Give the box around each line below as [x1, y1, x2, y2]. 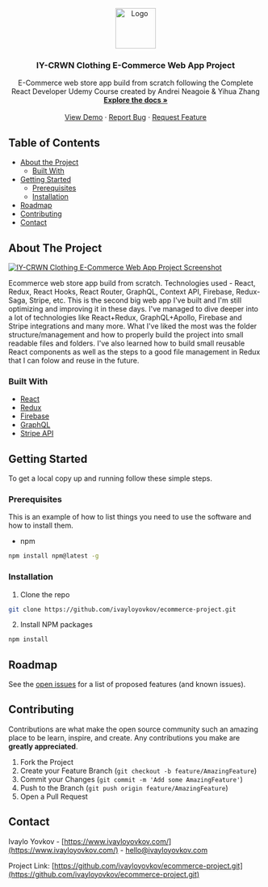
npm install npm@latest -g [8, 552, 99, 560]
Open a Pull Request [19, 792, 89, 801]
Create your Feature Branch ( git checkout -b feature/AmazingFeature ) [19, 766, 258, 775]
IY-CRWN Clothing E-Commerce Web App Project [36, 59, 236, 70]
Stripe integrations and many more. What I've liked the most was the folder [8, 320, 258, 331]
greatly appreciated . [8, 741, 78, 751]
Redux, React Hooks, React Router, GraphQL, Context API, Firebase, [8, 286, 235, 296]
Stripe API [19, 429, 54, 439]
